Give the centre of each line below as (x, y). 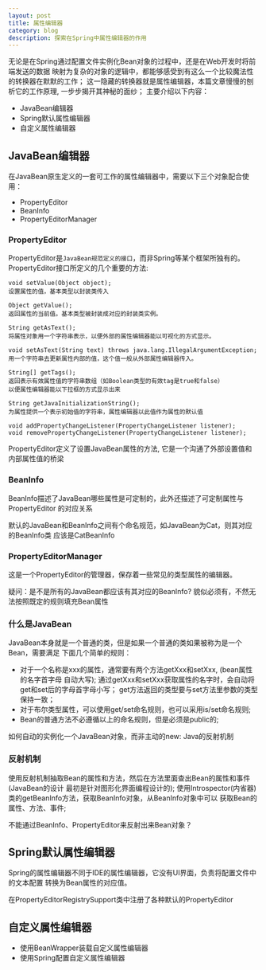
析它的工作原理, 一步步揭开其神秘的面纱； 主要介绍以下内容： (108, 92)
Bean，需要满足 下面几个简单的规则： (70, 653)
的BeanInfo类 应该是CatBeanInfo (62, 535)
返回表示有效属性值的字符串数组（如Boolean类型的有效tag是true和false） (116, 381)
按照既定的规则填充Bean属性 (62, 601)
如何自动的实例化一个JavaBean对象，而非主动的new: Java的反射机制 (121, 737)
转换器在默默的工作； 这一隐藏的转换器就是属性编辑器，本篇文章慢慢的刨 (134, 81)
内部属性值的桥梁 (36, 459)
